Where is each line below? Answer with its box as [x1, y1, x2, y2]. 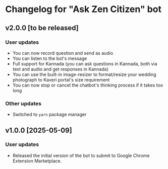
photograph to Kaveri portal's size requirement [12, 76, 110, 82]
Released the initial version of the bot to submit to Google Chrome [12, 152, 150, 158]
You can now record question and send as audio [12, 50, 114, 56]
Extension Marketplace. [12, 157, 62, 164]
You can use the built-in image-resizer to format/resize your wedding [12, 71, 156, 77]
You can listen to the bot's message [12, 55, 87, 61]
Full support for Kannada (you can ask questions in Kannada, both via [12, 60, 157, 66]
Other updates [5, 100, 42, 107]
